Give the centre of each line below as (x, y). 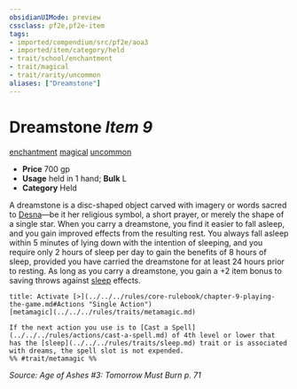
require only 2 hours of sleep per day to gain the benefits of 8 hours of (138, 252)
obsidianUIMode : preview (55, 17)
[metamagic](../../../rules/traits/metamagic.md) (103, 312)
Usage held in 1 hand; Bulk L (74, 178)
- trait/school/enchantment (61, 58)
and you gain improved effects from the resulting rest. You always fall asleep (149, 233)
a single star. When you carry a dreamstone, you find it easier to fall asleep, (147, 223)
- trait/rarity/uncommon (55, 75)
